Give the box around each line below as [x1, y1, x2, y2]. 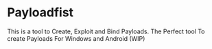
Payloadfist [7, 5, 74, 20]
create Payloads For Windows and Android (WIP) [7, 34, 145, 42]
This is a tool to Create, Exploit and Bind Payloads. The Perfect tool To [7, 27, 205, 35]
